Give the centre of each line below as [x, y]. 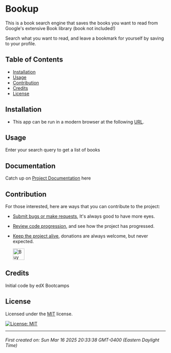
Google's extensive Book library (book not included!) [61, 28]
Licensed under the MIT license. [39, 314]
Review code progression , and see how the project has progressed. [83, 226]
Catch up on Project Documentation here [48, 178]
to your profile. [21, 43]
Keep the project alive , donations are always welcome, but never [80, 236]
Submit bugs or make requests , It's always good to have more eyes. [84, 216]
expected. [23, 241]
